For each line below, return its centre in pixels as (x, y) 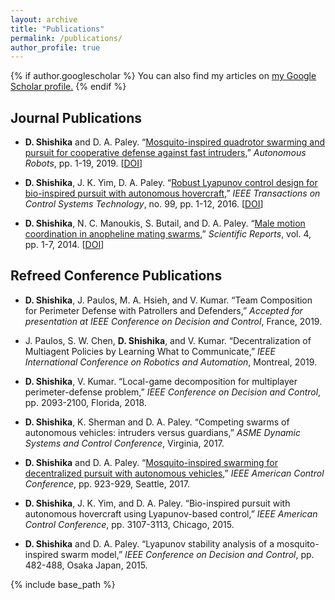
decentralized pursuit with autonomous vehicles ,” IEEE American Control (174, 473)
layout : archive (44, 19)
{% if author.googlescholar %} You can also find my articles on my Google (163, 76)
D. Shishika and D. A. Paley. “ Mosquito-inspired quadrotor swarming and (175, 142)
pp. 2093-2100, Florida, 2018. (85, 402)
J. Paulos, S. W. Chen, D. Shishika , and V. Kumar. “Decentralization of (168, 340)
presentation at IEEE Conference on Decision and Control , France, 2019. (173, 321)
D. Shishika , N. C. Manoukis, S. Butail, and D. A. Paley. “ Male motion (165, 223)
